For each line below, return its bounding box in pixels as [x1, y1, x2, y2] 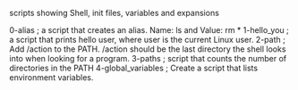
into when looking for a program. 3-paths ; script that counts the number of [9, 53, 287, 63]
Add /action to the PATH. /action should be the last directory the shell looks [9, 44, 286, 54]
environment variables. [9, 72, 94, 83]
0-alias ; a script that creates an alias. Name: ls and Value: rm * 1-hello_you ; [9, 25, 289, 35]
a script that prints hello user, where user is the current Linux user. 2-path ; [9, 35, 286, 45]
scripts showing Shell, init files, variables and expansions [9, 8, 219, 18]
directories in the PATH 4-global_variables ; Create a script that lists [9, 62, 258, 73]
